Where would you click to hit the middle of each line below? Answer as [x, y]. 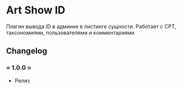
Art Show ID [36, 10]
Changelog [27, 51]
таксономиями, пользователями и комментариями [70, 32]
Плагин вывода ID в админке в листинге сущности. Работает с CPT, [91, 26]
